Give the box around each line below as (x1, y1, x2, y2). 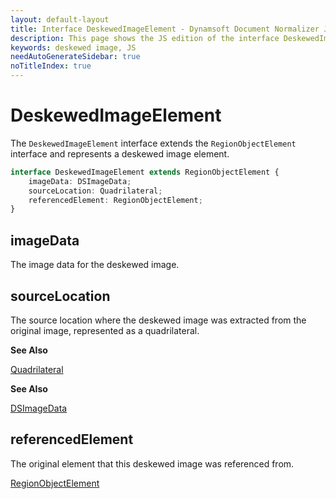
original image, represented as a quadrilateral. (10, 324, 200, 336)
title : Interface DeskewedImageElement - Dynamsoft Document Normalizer (10, 24, 320, 34)
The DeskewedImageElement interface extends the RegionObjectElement (10, 137, 297, 149)
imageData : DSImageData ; (28, 176, 132, 186)
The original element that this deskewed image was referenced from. (10, 457, 295, 470)
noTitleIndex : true (10, 61, 92, 71)
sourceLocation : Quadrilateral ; (28, 186, 163, 196)
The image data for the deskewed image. (10, 259, 180, 271)
